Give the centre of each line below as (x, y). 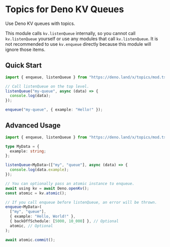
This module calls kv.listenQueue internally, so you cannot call (70, 33)
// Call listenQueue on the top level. (47, 86)
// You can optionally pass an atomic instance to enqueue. (70, 183)
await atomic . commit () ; (30, 240)
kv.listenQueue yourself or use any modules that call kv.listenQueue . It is (82, 39)
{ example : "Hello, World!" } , (43, 217)
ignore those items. (25, 49)
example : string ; (28, 151)
